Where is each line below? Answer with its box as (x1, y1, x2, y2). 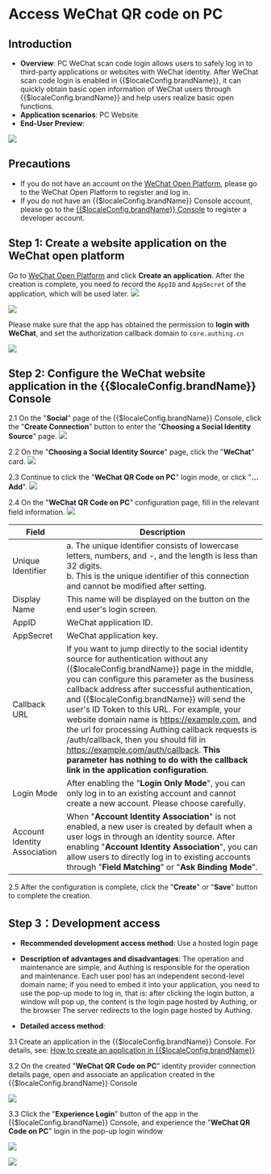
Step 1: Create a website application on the (8, 236, 227, 251)
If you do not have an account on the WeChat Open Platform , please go (19, 179, 258, 188)
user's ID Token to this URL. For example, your (66, 704, 242, 716)
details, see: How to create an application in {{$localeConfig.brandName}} (8, 1045, 256, 1055)
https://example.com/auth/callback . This (66, 745, 220, 756)
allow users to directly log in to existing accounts (66, 851, 252, 863)
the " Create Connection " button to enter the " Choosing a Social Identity (8, 422, 252, 432)
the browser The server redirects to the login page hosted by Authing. (19, 1006, 252, 1016)
